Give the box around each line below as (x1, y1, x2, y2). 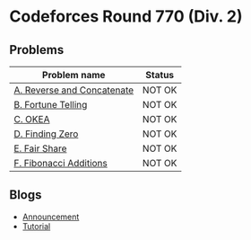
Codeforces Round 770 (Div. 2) (9, 6, 244, 27)
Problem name (41, 69, 106, 81)
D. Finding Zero (13, 128, 79, 140)
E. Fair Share (13, 142, 67, 155)
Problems (9, 42, 65, 58)
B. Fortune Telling (13, 99, 88, 111)
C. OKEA (13, 113, 50, 125)
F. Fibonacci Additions (13, 157, 108, 169)
